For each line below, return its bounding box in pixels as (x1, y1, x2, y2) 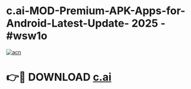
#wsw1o (6, 29, 47, 42)
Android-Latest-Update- (6, 17, 129, 30)
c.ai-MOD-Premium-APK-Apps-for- (6, 4, 186, 18)
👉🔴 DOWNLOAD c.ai (6, 71, 112, 84)
